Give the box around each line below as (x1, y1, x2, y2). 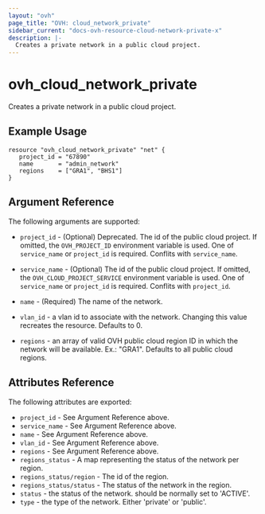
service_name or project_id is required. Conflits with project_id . (19, 281, 231, 290)
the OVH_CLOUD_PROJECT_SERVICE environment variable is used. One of (19, 272, 245, 282)
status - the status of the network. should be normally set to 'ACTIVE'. (19, 489, 251, 498)
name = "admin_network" (18, 160, 119, 168)
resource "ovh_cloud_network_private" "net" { (8, 146, 166, 154)
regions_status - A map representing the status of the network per (19, 454, 240, 464)
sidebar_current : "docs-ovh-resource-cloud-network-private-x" (8, 26, 223, 34)
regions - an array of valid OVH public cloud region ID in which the (19, 336, 239, 345)
